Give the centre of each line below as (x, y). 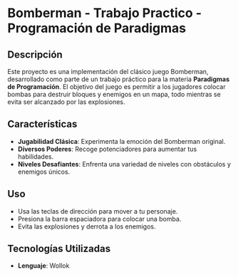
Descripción (35, 54)
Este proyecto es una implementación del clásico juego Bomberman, (108, 72)
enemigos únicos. (44, 172)
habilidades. (36, 156)
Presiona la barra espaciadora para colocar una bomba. (99, 219)
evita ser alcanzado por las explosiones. (67, 102)
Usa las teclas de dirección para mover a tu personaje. (98, 211)
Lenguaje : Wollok (43, 266)
